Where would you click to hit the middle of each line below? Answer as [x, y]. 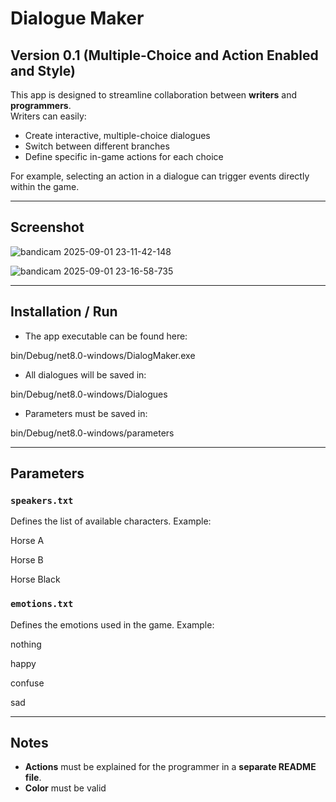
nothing [26, 644]
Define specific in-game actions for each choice [124, 156]
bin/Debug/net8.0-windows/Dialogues [89, 394]
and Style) [43, 70]
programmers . [41, 105]
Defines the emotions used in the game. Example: [112, 624]
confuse [27, 683]
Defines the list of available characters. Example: [111, 521]
